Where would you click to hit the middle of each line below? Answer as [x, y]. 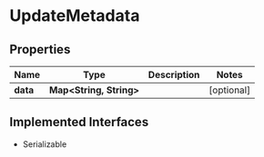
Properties [40, 49]
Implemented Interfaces [79, 122]
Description [174, 75]
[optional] [230, 90]
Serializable [45, 144]
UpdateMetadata [75, 16]
